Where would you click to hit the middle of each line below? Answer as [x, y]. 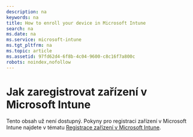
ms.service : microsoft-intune [44, 40]
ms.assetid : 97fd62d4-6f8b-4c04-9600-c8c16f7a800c [71, 56]
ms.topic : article [29, 51]
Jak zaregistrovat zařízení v [77, 92]
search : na [20, 29]
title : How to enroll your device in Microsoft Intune [76, 23]
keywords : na [22, 17]
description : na [26, 12]
